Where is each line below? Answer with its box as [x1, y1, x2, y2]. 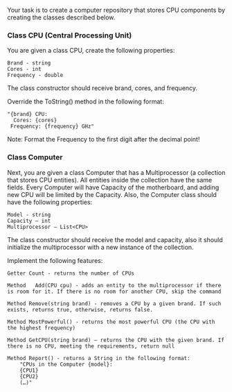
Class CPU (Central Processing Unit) [7, 31, 132, 40]
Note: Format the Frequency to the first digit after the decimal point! [7, 135, 200, 144]
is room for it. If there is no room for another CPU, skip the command [7, 288, 222, 295]
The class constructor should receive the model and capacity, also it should [7, 235, 223, 244]
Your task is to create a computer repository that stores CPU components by [7, 6, 226, 14]
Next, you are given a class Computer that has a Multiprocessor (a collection [7, 168, 226, 176]
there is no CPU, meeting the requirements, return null [7, 343, 175, 350]
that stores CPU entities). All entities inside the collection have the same [7, 176, 213, 184]
